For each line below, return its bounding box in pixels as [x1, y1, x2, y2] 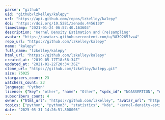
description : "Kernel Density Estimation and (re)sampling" [5, 30, 131, 35]
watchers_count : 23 [5, 80, 45, 85]
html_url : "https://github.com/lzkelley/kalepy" [5, 52, 107, 58]
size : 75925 [5, 71, 29, 76]
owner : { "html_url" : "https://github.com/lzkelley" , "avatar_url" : [5, 98, 146, 103]
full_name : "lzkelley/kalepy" [5, 48, 67, 53]
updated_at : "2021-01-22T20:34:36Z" [5, 62, 80, 67]
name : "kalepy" [5, 44, 36, 48]
